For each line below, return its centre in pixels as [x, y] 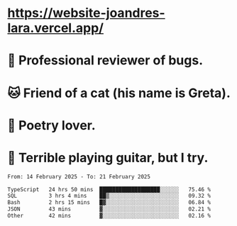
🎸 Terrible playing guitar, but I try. [108, 158]
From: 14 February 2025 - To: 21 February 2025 [79, 176]
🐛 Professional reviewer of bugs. [105, 61]
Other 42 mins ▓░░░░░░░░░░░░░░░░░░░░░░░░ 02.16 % [109, 216]
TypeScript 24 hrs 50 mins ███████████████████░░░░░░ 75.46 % [109, 189]
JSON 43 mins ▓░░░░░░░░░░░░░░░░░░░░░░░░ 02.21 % [109, 209]
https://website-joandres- [86, 13]
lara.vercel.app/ [56, 28]
